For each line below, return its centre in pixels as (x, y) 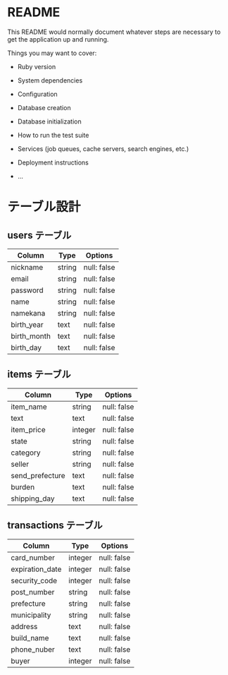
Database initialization (50, 121)
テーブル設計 (44, 207)
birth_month (31, 336)
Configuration (37, 94)
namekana (28, 313)
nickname (27, 267)
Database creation (44, 107)
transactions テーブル (55, 526)
